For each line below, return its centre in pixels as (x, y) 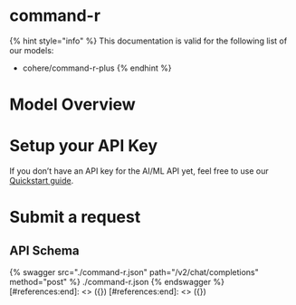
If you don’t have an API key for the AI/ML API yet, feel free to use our (139, 171)
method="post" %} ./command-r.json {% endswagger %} (117, 282)
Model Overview (72, 105)
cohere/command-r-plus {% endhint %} (97, 68)
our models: (32, 50)
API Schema (44, 250)
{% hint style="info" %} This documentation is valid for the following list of (148, 41)
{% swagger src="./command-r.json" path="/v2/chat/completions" (134, 272)
